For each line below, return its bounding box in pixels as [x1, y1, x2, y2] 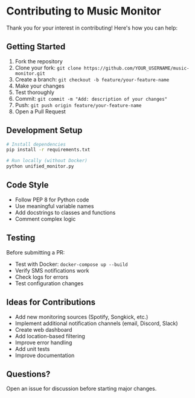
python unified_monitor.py [6, 163, 74, 169]
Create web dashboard [14, 326, 72, 333]
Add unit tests [14, 345, 50, 352]
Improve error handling [14, 339, 72, 346]
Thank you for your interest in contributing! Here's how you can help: [6, 24, 178, 31]
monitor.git [14, 71, 45, 77]
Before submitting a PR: [6, 248, 65, 256]
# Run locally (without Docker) [6, 158, 88, 164]
